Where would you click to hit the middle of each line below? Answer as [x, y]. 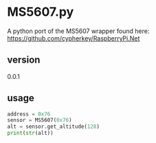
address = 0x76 [29, 114]
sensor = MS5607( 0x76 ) [40, 120]
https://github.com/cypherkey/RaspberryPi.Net [74, 38]
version [24, 60]
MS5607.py [41, 12]
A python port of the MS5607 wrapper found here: [78, 31]
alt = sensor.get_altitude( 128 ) [53, 127]
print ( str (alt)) [30, 133]
